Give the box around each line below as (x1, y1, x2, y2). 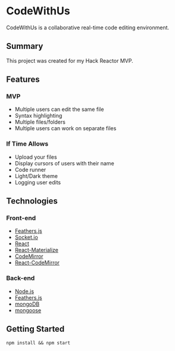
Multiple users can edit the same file (14, 106, 104, 113)
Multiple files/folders (14, 118, 65, 126)
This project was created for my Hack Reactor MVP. (6, 57, 134, 64)
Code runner (14, 166, 46, 173)
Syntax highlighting (14, 112, 62, 119)
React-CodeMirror (14, 259, 60, 266)
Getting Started (6, 324, 65, 334)
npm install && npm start (6, 340, 70, 346)
